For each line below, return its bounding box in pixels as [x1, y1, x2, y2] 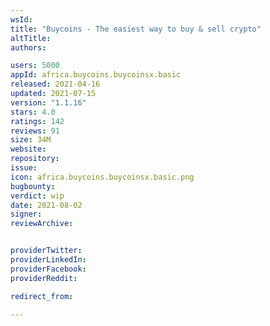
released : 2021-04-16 [10, 79, 101, 90]
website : [10, 144, 47, 155]
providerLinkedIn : [10, 255, 87, 265]
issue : [10, 163, 38, 173]
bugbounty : [10, 181, 56, 191]
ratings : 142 [10, 116, 65, 126]
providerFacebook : [10, 264, 87, 274]
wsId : [10, 14, 33, 25]
